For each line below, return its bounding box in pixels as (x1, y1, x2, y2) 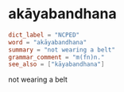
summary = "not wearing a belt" (8, 45, 115, 54)
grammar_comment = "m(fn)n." (8, 53, 105, 61)
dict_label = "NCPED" (8, 31, 80, 39)
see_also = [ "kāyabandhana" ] (8, 60, 105, 68)
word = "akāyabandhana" (8, 38, 87, 46)
